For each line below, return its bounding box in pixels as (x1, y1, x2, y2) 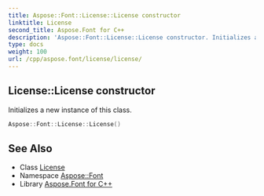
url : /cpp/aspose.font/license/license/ (8, 56, 143, 64)
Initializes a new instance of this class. (8, 105, 132, 114)
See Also (8, 142, 53, 155)
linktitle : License (8, 19, 72, 27)
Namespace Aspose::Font (19, 171, 104, 180)
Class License (19, 162, 65, 172)
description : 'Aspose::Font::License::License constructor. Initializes (8, 33, 251, 42)
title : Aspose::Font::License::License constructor (8, 11, 181, 20)
